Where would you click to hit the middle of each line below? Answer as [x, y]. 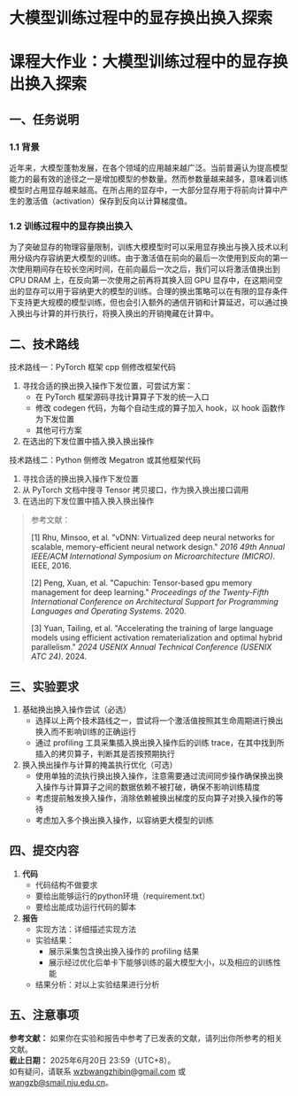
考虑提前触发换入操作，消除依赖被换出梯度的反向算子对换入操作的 [155, 798]
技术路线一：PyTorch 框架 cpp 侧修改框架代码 [92, 367]
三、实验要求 [44, 687]
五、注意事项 [44, 1015]
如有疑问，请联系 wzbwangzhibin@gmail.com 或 [97, 1071]
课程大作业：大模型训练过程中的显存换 [149, 62]
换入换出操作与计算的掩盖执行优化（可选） [99, 764]
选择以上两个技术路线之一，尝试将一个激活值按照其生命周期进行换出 [159, 720]
